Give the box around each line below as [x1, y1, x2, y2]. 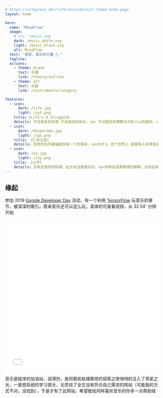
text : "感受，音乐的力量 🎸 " [9, 52, 63, 57]
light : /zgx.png [17, 133, 51, 138]
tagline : [9, 56, 27, 61]
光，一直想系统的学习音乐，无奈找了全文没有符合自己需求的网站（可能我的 [5, 382, 154, 388]
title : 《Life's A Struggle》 [14, 115, 69, 120]
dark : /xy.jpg [17, 151, 47, 156]
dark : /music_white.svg [14, 38, 62, 44]
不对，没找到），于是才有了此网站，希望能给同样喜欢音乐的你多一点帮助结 [9, 388, 156, 394]
